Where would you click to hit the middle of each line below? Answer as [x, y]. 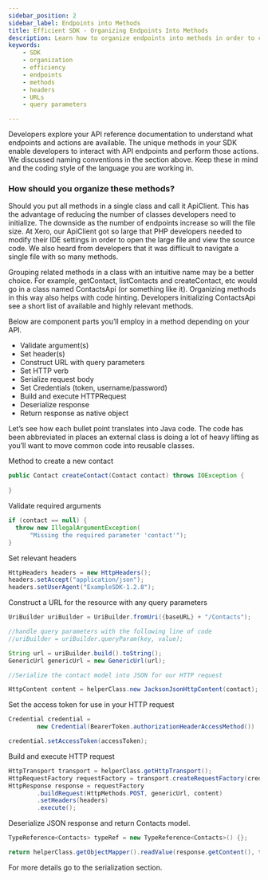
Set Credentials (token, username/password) [93, 388]
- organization [48, 61]
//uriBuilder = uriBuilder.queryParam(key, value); [96, 638]
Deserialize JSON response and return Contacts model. [99, 823]
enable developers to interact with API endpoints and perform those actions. [134, 151]
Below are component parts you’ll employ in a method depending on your [129, 322]
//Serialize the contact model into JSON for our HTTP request [116, 675]
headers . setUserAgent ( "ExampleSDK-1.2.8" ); [82, 587]
